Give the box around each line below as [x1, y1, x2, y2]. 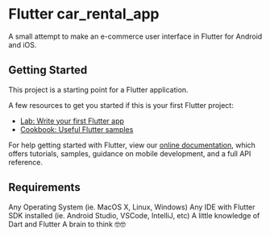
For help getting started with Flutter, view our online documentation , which [8, 140, 256, 150]
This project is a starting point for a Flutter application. [8, 85, 189, 94]
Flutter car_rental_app [8, 5, 160, 23]
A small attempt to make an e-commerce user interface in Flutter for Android [8, 31, 263, 41]
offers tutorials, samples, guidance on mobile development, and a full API [8, 148, 251, 158]
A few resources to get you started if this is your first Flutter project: [8, 100, 234, 110]
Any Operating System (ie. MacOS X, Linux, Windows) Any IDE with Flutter [8, 202, 255, 212]
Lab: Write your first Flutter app [19, 116, 125, 126]
